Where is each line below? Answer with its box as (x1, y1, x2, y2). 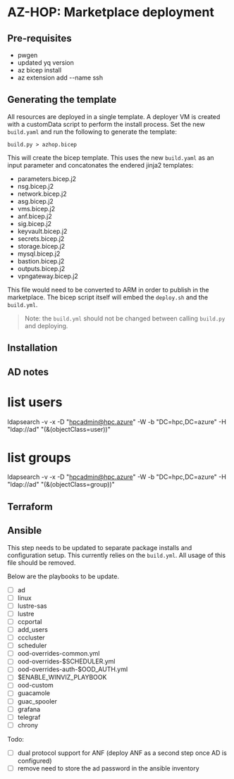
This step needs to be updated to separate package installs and (7, 543, 192, 551)
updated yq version (17, 58, 74, 67)
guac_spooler (17, 697, 58, 705)
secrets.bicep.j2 (17, 234, 65, 243)
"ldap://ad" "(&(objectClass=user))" (7, 425, 111, 433)
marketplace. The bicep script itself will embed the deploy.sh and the (7, 293, 209, 301)
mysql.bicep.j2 (17, 249, 61, 258)
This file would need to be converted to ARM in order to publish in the (7, 285, 209, 294)
